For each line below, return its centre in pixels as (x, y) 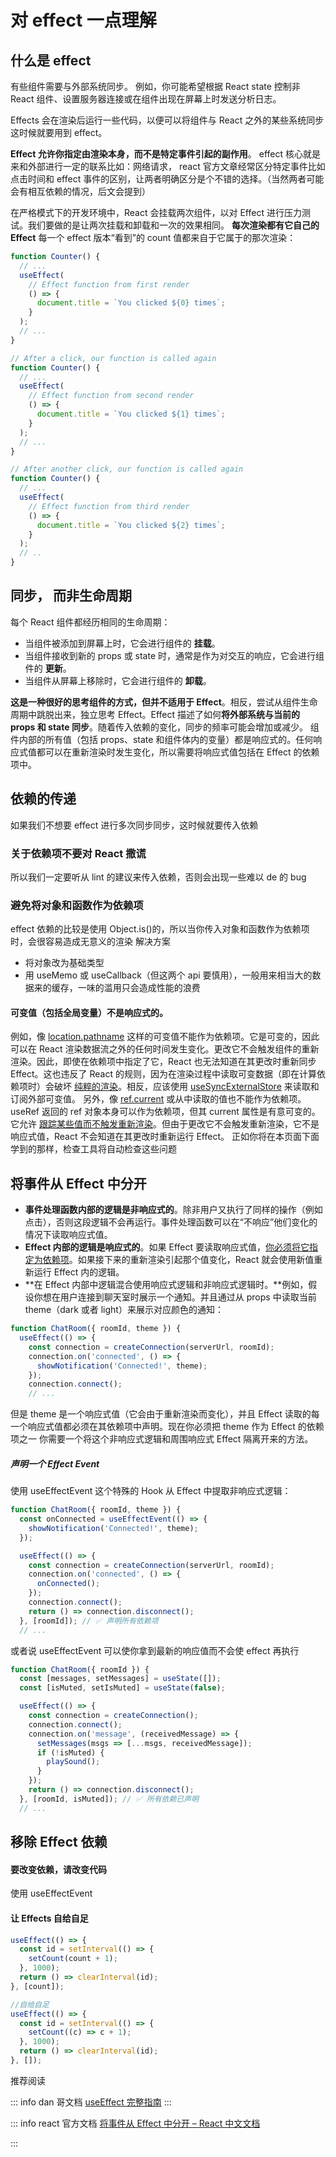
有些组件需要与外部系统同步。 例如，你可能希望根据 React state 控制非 (155, 86)
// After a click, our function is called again (113, 358)
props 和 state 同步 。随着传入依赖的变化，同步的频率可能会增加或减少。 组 (165, 727)
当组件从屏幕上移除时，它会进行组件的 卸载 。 (118, 680)
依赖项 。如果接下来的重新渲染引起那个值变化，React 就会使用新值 (178, 1260)
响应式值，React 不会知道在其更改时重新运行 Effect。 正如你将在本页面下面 (165, 1137)
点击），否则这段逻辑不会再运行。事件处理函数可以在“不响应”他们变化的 (171, 1222)
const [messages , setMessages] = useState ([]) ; (120, 1679)
